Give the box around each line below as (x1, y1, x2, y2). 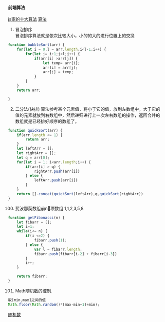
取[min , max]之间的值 (8, 298, 46, 302)
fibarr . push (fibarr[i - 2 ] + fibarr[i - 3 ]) (34, 251, 117, 256)
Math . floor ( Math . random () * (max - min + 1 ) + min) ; (8, 302, 100, 307)
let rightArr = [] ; (17, 151, 56, 156)
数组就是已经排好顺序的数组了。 (15, 118, 79, 124)
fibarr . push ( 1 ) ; (34, 238, 67, 243)
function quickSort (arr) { (8, 128, 63, 133)
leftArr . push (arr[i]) (34, 178, 78, 183)
